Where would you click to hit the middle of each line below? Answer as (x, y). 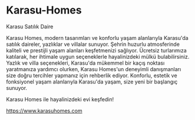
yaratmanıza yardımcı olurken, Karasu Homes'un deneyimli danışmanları (94, 69)
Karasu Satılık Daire (30, 26)
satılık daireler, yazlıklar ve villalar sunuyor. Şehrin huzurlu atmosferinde (93, 44)
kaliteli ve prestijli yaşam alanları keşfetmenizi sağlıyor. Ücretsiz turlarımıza (96, 50)
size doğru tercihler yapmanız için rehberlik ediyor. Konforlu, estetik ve (92, 75)
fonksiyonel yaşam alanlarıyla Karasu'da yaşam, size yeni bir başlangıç (92, 81)
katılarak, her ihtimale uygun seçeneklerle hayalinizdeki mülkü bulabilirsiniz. (98, 56)
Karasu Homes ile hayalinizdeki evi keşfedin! (60, 99)
